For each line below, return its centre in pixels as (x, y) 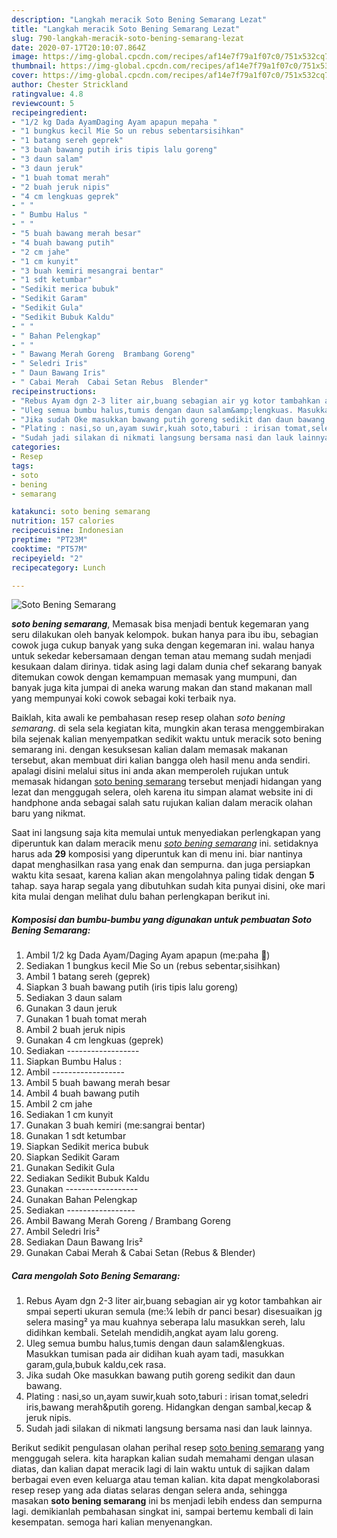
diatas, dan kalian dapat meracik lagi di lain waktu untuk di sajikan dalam (161, 1469)
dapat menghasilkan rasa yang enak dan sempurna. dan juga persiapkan (161, 865)
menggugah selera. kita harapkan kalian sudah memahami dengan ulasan (162, 1458)
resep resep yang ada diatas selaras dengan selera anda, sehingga (149, 1490)
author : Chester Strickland (70, 85)
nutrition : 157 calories (63, 521)
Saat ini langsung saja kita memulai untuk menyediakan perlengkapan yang (166, 833)
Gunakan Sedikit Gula (70, 1168)
